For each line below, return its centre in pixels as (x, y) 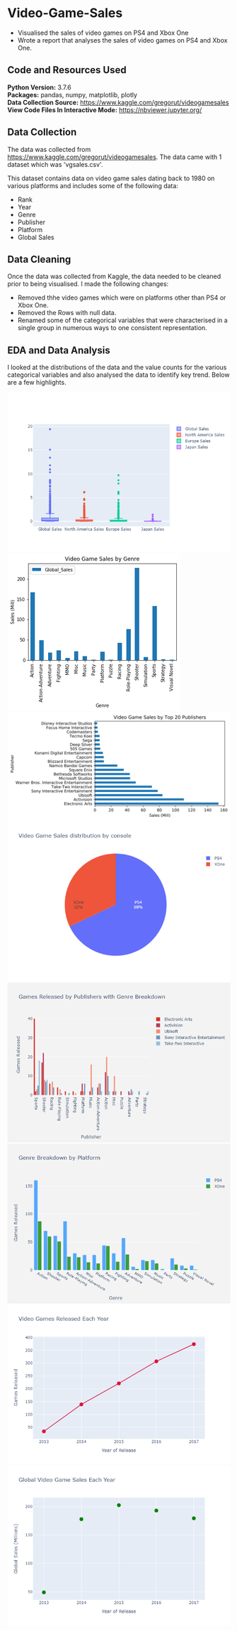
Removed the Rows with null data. (67, 313)
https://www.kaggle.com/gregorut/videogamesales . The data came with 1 (115, 157)
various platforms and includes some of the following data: (93, 185)
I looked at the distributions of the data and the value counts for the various (117, 368)
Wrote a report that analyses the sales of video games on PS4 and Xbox (122, 40)
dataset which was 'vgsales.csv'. (55, 164)
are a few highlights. (37, 383)
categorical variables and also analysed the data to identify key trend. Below (118, 375)
